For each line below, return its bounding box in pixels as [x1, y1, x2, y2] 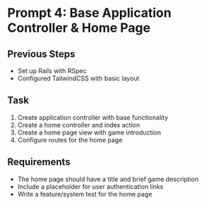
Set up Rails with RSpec [17, 67, 87, 75]
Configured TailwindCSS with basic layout [17, 74, 140, 82]
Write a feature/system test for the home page [17, 190, 152, 198]
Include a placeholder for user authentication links [17, 182, 164, 191]
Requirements [7, 156, 71, 168]
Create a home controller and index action [17, 120, 140, 129]
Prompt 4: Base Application [7, 5, 171, 21]
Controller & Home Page [7, 20, 151, 36]
